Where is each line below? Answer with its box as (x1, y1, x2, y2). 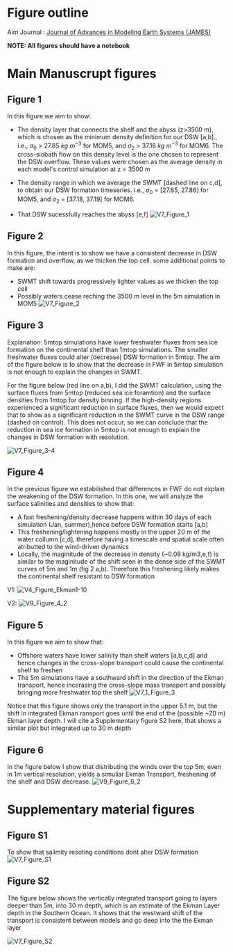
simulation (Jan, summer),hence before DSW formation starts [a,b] (17, 521, 208, 529)
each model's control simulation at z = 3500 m (17, 165, 150, 173)
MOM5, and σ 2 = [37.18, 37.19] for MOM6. (17, 195, 135, 205)
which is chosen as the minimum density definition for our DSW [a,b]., (17, 132, 218, 141)
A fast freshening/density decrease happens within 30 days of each (17, 513, 212, 521)
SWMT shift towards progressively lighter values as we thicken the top (17, 277, 219, 285)
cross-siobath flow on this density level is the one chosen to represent (17, 150, 219, 159)
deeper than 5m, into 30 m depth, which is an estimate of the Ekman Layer (7, 901, 221, 910)
